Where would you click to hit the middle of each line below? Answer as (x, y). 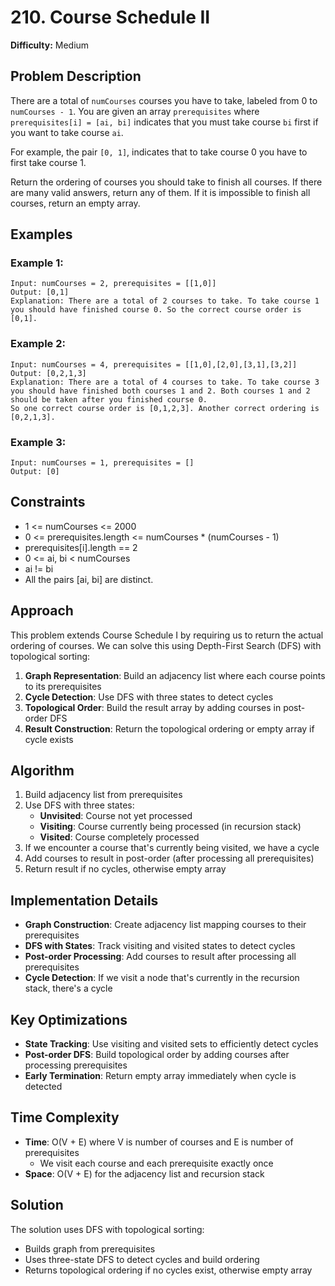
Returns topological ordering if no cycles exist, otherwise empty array (168, 1270)
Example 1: (37, 263)
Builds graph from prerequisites (90, 1248)
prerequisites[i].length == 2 (81, 547)
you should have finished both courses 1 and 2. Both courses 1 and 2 (160, 391)
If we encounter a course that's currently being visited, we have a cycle (172, 848)
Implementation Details (84, 900)
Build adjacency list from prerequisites (103, 795)
